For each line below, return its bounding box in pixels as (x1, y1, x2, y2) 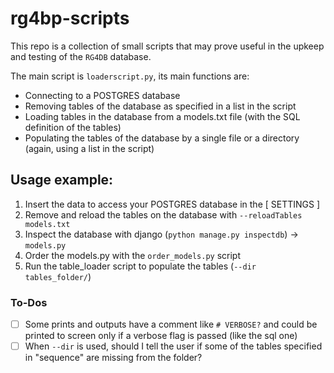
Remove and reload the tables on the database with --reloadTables (24, 208, 303, 221)
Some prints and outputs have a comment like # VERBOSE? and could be (24, 318, 318, 331)
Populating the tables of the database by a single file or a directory (24, 132, 300, 144)
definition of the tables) (24, 121, 122, 133)
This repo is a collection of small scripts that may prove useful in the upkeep (10, 40, 325, 52)
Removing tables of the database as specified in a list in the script (24, 100, 297, 112)
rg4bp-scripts (10, 7, 130, 30)
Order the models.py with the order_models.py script (24, 249, 242, 261)
